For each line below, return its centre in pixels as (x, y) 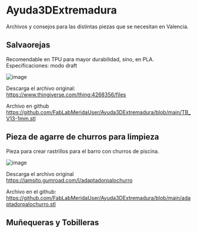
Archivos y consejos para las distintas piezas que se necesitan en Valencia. (98, 26)
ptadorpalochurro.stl (31, 204)
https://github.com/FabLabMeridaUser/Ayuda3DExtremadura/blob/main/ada (98, 198)
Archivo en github (28, 106)
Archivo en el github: (31, 191)
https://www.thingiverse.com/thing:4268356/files (66, 94)
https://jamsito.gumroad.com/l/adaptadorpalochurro (69, 180)
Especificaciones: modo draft (42, 65)
